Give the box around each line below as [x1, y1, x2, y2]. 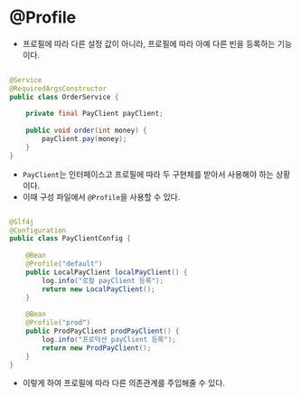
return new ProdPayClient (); [42, 343, 152, 353]
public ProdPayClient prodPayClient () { [25, 326, 180, 336]
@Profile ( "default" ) [25, 260, 103, 269]
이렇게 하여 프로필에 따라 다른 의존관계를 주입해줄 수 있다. [22, 378, 226, 389]
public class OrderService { [9, 92, 119, 101]
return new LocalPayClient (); [42, 284, 155, 294]
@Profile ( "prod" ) [25, 318, 91, 327]
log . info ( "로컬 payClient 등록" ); [42, 276, 164, 285]
